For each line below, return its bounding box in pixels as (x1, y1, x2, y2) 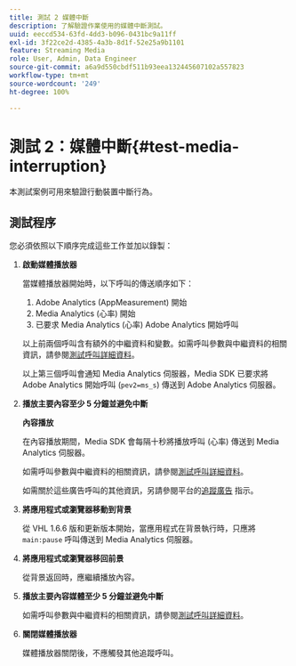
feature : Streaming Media (9, 46, 105, 55)
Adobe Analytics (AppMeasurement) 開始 (35, 297, 188, 308)
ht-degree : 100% (9, 87, 69, 96)
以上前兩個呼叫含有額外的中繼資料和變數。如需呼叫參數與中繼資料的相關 (21, 338, 287, 349)
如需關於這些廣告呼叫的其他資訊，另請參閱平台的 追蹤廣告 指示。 (21, 485, 259, 496)
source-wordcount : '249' (9, 79, 101, 88)
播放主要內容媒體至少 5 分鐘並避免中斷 (21, 591, 164, 602)
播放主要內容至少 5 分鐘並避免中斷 (21, 398, 148, 410)
